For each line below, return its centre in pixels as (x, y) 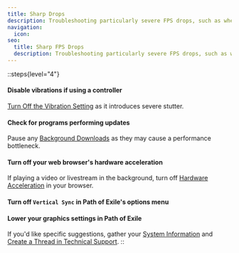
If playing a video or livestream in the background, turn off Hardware (108, 178)
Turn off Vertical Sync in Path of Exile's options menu (88, 202)
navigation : (25, 27)
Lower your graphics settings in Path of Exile (75, 218)
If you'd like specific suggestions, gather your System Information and (110, 234)
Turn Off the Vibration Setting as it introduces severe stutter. (96, 106)
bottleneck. (24, 146)
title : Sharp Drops (36, 14)
